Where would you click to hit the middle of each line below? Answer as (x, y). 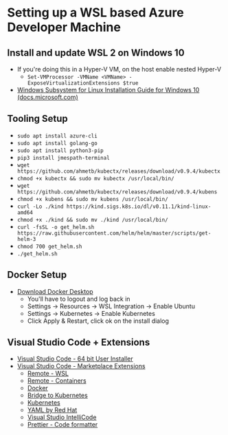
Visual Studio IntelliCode (62, 417)
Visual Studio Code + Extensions (79, 342)
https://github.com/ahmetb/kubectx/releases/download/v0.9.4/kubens (117, 192)
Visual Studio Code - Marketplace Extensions (81, 366)
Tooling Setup (38, 119)
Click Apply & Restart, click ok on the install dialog (98, 321)
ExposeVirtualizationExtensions (73, 83)
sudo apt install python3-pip (60, 150)
